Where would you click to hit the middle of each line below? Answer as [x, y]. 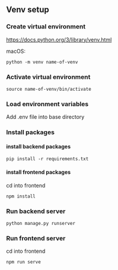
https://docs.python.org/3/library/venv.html [59, 39]
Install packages [31, 132]
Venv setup [28, 10]
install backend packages [39, 146]
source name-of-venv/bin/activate [49, 89]
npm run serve [24, 262]
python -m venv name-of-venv [42, 62]
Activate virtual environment [48, 77]
